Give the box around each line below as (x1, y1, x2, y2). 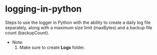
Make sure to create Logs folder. (19, 44, 85, 50)
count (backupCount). (5, 30, 50, 36)
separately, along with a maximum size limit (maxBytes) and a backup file (5, 24, 153, 30)
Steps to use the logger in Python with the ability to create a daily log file (5, 19, 151, 25)
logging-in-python (5, 3, 82, 15)
